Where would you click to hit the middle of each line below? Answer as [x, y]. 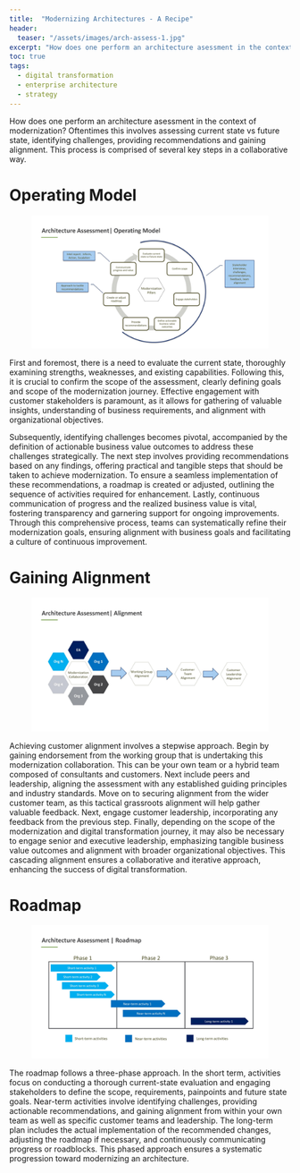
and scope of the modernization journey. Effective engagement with [134, 391]
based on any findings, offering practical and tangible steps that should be [146, 466]
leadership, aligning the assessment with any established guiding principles [148, 784]
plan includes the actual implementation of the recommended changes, [140, 1130]
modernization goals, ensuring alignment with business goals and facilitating [150, 532]
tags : [19, 66]
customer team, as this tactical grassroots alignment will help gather [135, 803]
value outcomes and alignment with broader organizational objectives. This [147, 850]
